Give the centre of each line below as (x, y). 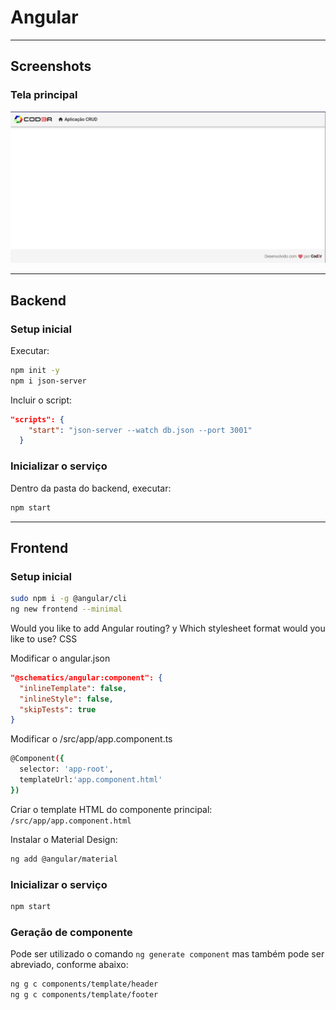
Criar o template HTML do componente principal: (111, 809)
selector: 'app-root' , (66, 769)
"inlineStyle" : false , (66, 699)
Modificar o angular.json (60, 658)
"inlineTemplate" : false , (73, 688)
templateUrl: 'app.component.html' (91, 780)
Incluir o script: (41, 400)
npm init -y (35, 370)
